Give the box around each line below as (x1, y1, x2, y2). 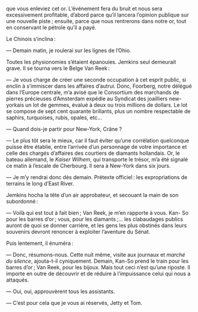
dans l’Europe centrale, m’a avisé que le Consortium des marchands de (6, 89, 179, 95)
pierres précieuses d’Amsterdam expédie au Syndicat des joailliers (6, 95, 168, 102)
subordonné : (6, 198, 38, 205)
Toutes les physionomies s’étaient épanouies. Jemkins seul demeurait (6, 59, 176, 65)
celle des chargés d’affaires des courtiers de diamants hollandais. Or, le (6, 149, 180, 157)
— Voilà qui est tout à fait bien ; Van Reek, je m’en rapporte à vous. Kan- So (6, 209, 189, 216)
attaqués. (6, 276, 30, 284)
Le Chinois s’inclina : (6, 36, 56, 42)
